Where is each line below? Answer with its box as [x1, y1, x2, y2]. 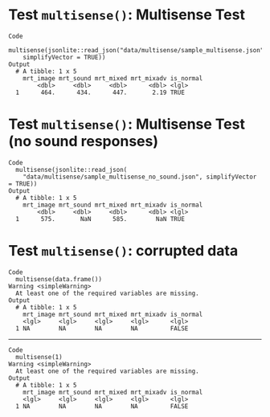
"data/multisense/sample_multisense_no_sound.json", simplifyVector [22, 173, 257, 181]
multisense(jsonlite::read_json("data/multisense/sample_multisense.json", [8, 46, 268, 54]
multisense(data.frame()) [15, 275, 103, 283]
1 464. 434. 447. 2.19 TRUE [15, 88, 185, 96]
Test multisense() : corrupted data [8, 242, 239, 260]
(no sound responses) [8, 133, 159, 150]
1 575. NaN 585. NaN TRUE [15, 215, 185, 223]
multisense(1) [15, 353, 63, 361]
